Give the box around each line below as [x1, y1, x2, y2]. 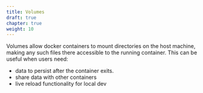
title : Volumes [6, 9, 45, 15]
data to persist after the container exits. [15, 67, 114, 75]
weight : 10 [6, 26, 34, 32]
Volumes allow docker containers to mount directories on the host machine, [6, 43, 196, 50]
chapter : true [6, 20, 43, 26]
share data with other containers [15, 74, 97, 81]
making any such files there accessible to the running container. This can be [6, 49, 198, 57]
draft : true [6, 15, 36, 21]
